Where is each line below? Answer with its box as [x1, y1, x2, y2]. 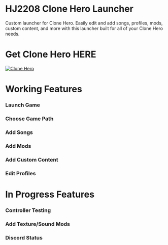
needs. [5, 31, 20, 37]
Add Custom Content [5, 156, 58, 163]
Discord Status [5, 234, 43, 241]
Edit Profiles [5, 170, 36, 177]
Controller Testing [5, 207, 51, 214]
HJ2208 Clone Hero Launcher [5, 3, 133, 15]
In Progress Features [5, 188, 95, 200]
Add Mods [5, 142, 31, 149]
